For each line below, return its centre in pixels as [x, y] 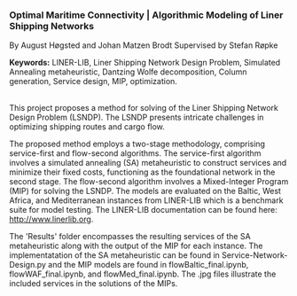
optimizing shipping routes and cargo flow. [87, 127]
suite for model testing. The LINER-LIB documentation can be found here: [143, 210]
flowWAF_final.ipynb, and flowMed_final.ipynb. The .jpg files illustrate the [143, 274]
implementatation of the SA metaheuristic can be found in [114, 255]
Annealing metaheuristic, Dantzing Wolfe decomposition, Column [128, 72]
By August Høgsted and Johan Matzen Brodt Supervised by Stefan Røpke [144, 45]
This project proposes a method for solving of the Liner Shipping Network [144, 108]
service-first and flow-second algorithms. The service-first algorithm [135, 153]
